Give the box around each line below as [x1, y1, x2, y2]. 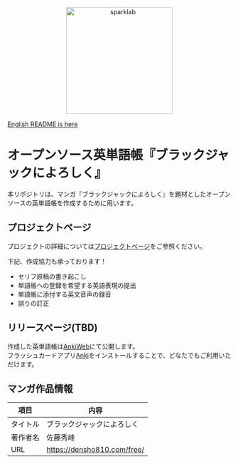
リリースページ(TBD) [7, 321, 98, 334]
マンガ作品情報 [7, 382, 73, 395]
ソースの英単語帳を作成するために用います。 [7, 198, 137, 207]
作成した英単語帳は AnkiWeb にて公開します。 [7, 342, 139, 351]
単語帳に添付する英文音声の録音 [17, 289, 112, 299]
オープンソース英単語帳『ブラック [7, 147, 205, 163]
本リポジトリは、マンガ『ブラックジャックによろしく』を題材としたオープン [7, 190, 231, 198]
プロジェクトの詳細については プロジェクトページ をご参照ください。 [7, 242, 207, 250]
